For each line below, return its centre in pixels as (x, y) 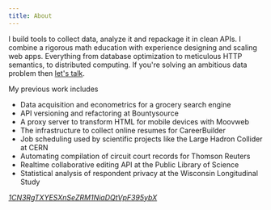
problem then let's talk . (47, 73)
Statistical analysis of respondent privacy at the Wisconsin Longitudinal (139, 173)
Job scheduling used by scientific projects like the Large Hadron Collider (141, 139)
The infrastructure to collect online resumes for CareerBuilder (123, 130)
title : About (30, 16)
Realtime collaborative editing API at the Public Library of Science (129, 164)
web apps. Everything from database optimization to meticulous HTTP (125, 56)
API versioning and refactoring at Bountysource (100, 113)
